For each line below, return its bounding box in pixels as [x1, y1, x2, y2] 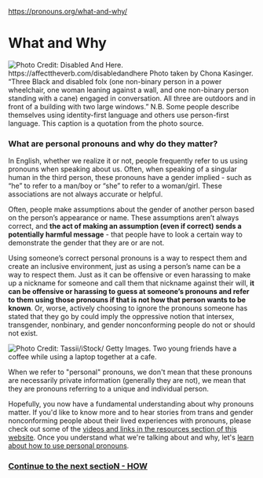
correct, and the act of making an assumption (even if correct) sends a [8, 222, 242, 231]
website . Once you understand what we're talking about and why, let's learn [8, 432, 254, 443]
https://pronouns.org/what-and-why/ [8, 7, 128, 16]
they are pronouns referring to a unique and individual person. [8, 384, 210, 394]
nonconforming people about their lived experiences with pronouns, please [8, 416, 252, 425]
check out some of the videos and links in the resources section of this [8, 425, 237, 434]
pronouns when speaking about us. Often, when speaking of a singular [8, 164, 238, 174]
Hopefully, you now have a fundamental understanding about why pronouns [8, 399, 254, 409]
